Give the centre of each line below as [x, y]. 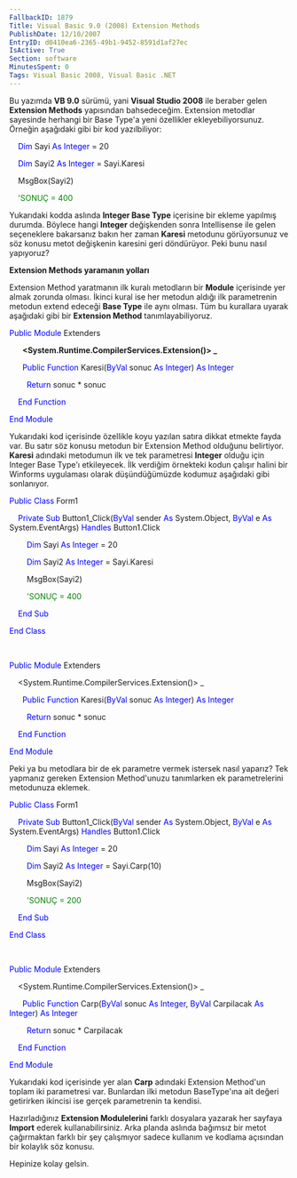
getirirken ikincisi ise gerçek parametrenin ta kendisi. [106, 1101]
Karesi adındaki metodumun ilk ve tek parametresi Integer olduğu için [137, 455]
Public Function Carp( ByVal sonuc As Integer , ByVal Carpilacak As [143, 1003]
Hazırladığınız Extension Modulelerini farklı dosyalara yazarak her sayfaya [146, 1118]
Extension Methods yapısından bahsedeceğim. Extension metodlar [132, 110]
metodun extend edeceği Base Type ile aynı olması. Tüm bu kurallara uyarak [149, 306]
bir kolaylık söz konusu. [52, 1146]
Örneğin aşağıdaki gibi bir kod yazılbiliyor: [86, 129]
